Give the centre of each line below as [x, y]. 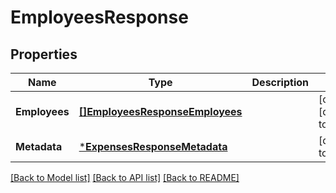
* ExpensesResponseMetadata [153, 146]
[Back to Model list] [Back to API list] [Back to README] [125, 177]
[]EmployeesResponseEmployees [160, 111]
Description [280, 82]
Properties [44, 54]
